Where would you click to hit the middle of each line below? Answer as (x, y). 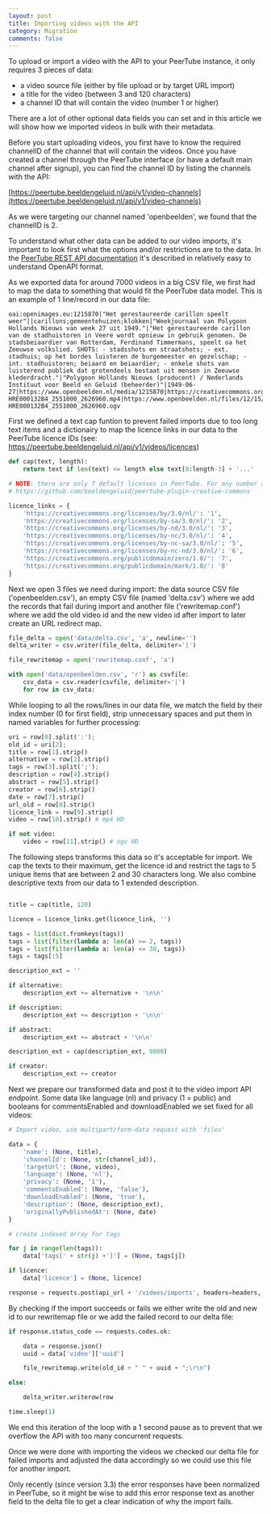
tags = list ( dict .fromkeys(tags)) (67, 933)
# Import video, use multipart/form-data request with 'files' (117, 1130)
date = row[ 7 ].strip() (46, 797)
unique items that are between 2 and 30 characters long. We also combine (132, 874)
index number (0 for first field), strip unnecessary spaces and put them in (130, 713)
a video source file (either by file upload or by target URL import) (127, 86)
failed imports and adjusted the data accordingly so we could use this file (130, 1460)
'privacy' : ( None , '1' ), (65, 1182)
